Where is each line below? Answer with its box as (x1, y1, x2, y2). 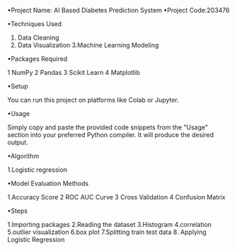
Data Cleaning (17, 33, 59, 42)
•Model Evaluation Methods (7, 180, 89, 187)
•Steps (7, 206, 28, 215)
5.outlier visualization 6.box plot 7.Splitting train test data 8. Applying (7, 228, 207, 236)
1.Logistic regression (7, 165, 68, 174)
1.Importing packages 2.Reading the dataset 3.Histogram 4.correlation (7, 221, 212, 228)
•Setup (7, 82, 28, 91)
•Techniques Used (7, 20, 62, 28)
